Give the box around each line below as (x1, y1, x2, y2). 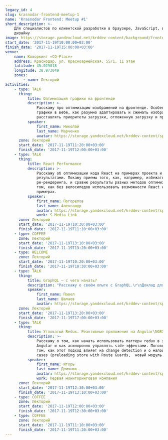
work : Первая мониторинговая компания (36, 376, 117, 381)
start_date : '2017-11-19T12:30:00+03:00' (18, 385, 106, 390)
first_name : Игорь (36, 362, 75, 367)
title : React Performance (27, 161, 81, 166)
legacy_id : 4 (5, 7, 32, 13)
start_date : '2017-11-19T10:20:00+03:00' (18, 259, 106, 264)
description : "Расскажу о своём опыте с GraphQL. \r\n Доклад (27, 282, 155, 287)
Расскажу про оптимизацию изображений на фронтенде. (36, 105, 149, 110)
